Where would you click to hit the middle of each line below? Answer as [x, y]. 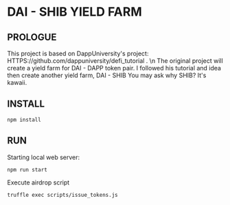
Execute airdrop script [38, 182]
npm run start [27, 169]
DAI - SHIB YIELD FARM [74, 12]
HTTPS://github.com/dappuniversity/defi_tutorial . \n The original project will [115, 61]
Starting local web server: [44, 157]
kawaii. [17, 82]
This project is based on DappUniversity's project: [78, 53]
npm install [24, 120]
